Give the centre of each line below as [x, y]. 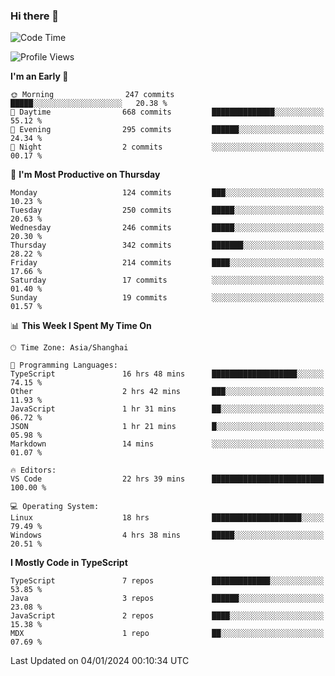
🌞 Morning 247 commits [92, 95]
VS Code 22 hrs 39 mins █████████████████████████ [167, 479]
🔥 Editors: [33, 470]
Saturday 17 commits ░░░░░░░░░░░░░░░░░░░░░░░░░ [167, 280]
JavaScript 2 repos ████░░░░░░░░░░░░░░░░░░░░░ [167, 616]
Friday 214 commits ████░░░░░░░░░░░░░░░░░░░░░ [167, 263]
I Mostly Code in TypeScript [69, 563]
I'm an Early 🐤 [39, 76]
